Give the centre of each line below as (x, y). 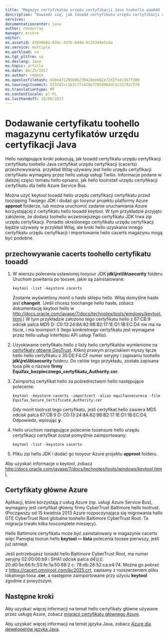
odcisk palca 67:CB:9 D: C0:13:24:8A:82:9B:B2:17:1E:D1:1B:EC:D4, (80, 415)
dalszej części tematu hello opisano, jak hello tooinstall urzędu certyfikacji (81, 180)
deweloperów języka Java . (32, 629)
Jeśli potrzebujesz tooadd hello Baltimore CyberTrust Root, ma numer (77, 554)
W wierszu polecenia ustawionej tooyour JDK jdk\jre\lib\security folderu (87, 274)
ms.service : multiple (28, 47)
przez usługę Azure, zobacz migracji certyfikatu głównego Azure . (73, 614)
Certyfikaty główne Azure (46, 490)
